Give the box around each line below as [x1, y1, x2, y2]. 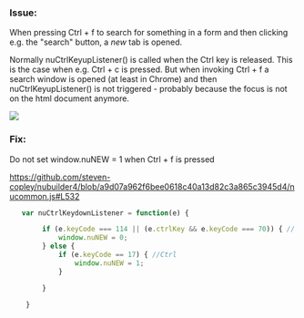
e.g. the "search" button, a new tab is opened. [9, 36, 183, 47]
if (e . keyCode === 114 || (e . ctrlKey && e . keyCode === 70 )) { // [42, 225, 296, 234]
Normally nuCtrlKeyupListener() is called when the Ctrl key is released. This [9, 55, 293, 66]
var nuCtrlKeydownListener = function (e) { [21, 208, 189, 218]
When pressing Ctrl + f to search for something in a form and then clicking [9, 27, 289, 38]
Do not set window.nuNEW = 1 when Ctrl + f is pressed [9, 153, 216, 165]
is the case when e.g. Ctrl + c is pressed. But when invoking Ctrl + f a [9, 64, 269, 75]
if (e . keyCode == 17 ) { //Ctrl [57, 251, 177, 260]
